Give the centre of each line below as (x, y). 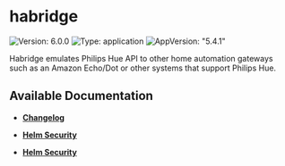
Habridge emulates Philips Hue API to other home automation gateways (141, 58)
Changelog (43, 117)
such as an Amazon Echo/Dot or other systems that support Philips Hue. (142, 68)
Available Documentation (82, 96)
